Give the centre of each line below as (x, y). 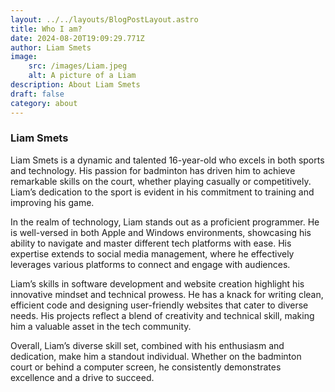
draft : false (37, 94)
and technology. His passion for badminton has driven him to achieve (153, 170)
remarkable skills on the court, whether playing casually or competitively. (161, 181)
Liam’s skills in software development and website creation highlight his (157, 283)
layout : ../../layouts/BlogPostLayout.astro (104, 19)
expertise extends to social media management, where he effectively (152, 253)
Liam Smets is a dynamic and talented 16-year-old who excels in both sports (167, 160)
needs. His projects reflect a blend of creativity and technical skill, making (162, 315)
